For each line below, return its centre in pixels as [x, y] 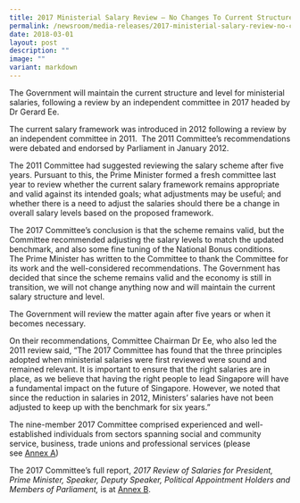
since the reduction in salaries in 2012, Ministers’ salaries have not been [142, 398]
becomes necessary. [48, 323]
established [30, 433]
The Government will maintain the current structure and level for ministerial [147, 92]
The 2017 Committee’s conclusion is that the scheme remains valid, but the [147, 230]
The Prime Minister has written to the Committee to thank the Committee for [149, 258]
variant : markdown [43, 68]
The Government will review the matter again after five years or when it [140, 314]
